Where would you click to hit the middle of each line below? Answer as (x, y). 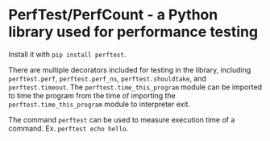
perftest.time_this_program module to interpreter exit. (100, 104)
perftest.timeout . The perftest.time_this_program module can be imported (135, 87)
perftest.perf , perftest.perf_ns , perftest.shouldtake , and (108, 78)
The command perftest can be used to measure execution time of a (122, 119)
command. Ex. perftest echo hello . (69, 128)
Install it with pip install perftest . (67, 54)
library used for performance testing (133, 32)
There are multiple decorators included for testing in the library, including (130, 69)
